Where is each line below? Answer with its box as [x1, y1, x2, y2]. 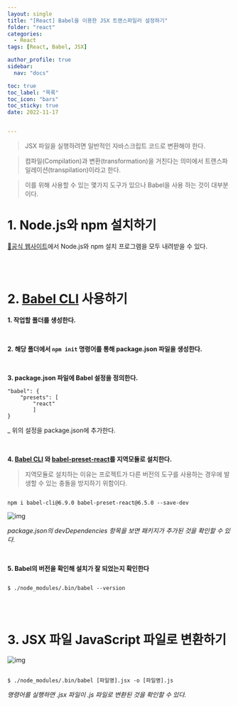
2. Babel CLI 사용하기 [7, 291, 128, 307]
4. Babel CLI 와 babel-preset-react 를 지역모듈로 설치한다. [7, 454, 173, 463]
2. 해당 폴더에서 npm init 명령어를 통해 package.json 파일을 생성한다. [7, 344, 202, 353]
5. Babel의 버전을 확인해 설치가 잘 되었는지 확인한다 [7, 564, 149, 572]
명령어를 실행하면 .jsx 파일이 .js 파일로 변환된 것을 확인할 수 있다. [7, 690, 187, 699]
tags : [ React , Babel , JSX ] [7, 43, 87, 50]
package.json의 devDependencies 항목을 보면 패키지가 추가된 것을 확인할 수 [7, 526, 223, 535]
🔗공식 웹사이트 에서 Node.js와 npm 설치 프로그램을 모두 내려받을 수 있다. [7, 242, 208, 250]
